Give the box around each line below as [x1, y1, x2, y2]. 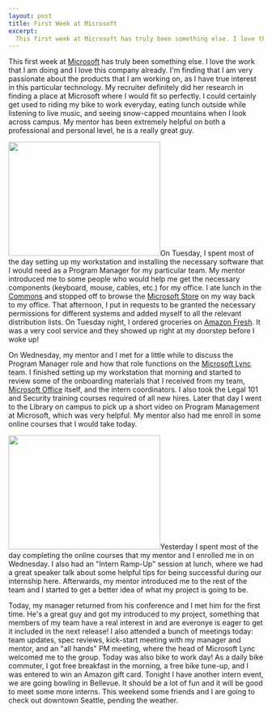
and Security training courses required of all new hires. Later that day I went [8, 393, 261, 403]
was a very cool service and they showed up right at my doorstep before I [8, 326, 255, 336]
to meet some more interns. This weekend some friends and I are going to [8, 687, 255, 697]
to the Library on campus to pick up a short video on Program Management [8, 402, 260, 412]
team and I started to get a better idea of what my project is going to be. [8, 585, 249, 595]
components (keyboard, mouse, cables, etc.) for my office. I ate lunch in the [8, 283, 261, 293]
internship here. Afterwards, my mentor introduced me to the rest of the [8, 577, 248, 586]
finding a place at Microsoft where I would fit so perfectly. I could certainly [8, 91, 257, 101]
